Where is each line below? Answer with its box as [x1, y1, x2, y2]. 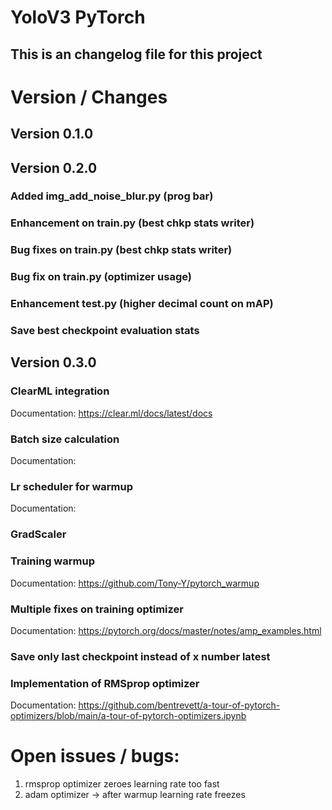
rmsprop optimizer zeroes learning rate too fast [24, 778, 220, 790]
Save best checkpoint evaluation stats [10, 324, 200, 338]
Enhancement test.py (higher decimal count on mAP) [10, 297, 274, 311]
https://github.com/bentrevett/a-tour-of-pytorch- [78, 699, 281, 711]
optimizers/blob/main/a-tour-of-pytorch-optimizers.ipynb [10, 710, 247, 722]
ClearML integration [10, 384, 110, 398]
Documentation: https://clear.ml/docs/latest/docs [10, 407, 213, 419]
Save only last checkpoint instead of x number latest [10, 649, 271, 663]
